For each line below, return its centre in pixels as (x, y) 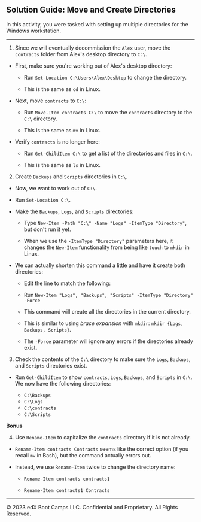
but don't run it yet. (47, 229)
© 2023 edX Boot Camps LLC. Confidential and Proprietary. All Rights (92, 507)
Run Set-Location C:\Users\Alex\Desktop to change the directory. (105, 77)
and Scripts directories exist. (51, 365)
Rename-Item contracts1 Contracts (67, 490)
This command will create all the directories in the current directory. (107, 311)
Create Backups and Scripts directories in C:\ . (71, 177)
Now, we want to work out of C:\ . (56, 188)
